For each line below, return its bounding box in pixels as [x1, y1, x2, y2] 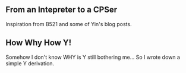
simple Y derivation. [5, 59, 55, 67]
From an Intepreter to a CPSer [5, 5, 117, 15]
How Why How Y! [5, 38, 72, 48]
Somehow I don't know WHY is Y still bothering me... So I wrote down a [5, 53, 181, 61]
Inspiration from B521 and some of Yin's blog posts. [5, 20, 132, 27]
